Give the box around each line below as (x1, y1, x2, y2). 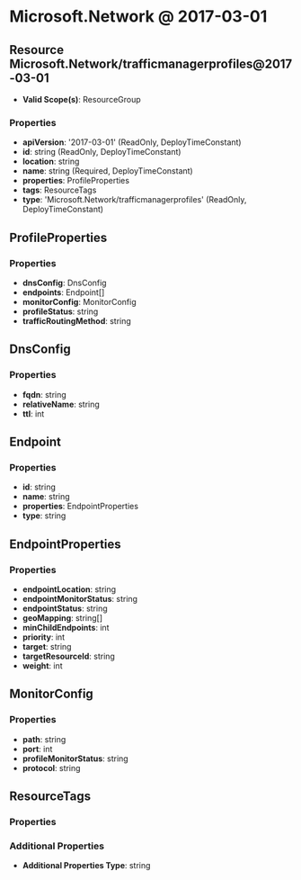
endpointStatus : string (22, 603, 108, 614)
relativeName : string (22, 399, 101, 409)
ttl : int (22, 408, 45, 419)
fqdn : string (22, 389, 67, 400)
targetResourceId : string (22, 651, 115, 662)
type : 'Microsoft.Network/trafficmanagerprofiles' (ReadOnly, (22, 194, 247, 205)
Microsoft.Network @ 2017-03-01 (9, 6, 268, 27)
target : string (22, 642, 72, 652)
